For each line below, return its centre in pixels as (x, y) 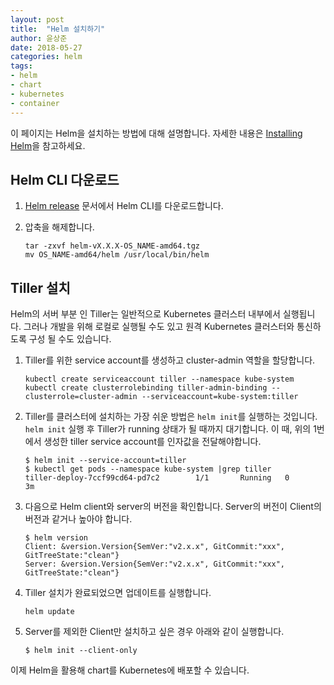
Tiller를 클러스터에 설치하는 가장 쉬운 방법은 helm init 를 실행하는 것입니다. (171, 417)
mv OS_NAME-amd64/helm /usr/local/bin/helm (117, 255)
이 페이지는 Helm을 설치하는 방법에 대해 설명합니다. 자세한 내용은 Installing (156, 133)
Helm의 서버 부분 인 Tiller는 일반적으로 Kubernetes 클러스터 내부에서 (145, 314)
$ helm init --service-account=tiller (105, 461)
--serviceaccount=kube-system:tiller (220, 397)
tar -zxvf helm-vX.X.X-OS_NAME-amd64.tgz (112, 246)
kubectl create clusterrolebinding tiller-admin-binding (146, 388)
